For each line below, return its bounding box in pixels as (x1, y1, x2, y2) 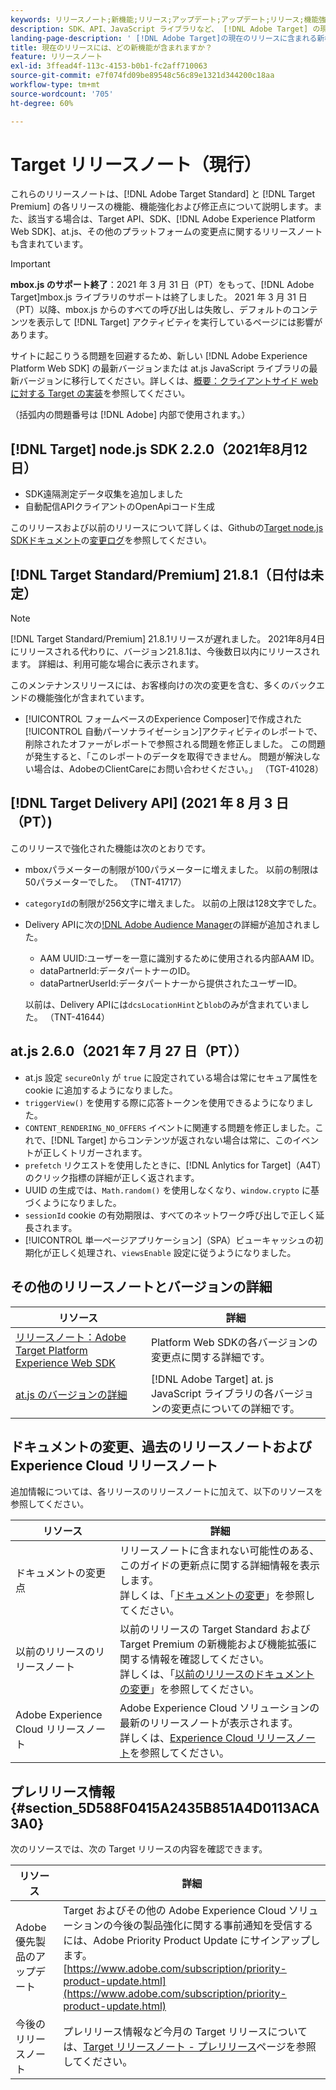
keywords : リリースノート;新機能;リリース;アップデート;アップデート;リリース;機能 (10, 14, 320, 25)
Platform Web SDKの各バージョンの (150, 1335, 318, 1349)
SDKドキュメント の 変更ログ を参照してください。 (10, 534, 212, 546)
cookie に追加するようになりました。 (24, 1084, 178, 1096)
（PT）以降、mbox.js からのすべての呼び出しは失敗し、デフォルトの (10, 304, 292, 316)
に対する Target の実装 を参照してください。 (10, 387, 191, 400)
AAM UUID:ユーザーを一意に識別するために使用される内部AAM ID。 (39, 952, 320, 964)
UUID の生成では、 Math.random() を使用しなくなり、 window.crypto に (24, 1184, 311, 1196)
